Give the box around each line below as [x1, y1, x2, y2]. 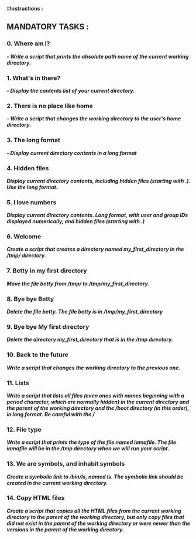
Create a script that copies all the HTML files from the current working [6, 507, 182, 514]
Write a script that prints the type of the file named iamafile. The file [6, 439, 177, 446]
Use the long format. [6, 183, 58, 190]
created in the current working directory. [6, 479, 108, 486]
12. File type [6, 425, 42, 433]
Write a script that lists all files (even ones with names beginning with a [6, 392, 185, 399]
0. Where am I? [6, 39, 50, 48]
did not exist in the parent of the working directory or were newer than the [6, 520, 191, 527]
